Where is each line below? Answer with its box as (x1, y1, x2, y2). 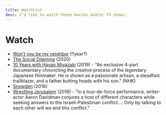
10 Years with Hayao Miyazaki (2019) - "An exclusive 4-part (12, 62, 138, 68)
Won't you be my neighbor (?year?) (12, 51, 88, 57)
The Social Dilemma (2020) (12, 56, 71, 63)
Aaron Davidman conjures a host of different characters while (25, 94, 155, 100)
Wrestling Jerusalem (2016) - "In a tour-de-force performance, (12, 89, 146, 95)
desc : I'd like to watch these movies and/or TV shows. (5, 12, 127, 17)
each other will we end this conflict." (12, 105, 90, 111)
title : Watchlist (5, 7, 43, 13)
